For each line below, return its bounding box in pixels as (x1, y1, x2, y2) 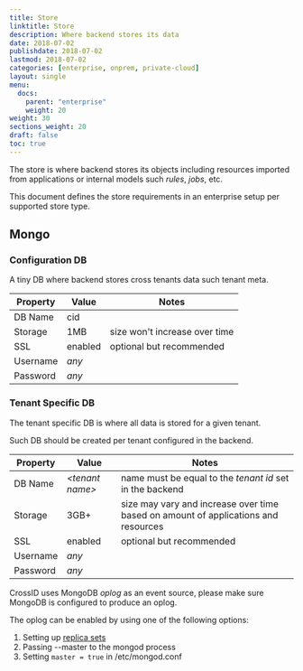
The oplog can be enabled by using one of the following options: (9, 614, 250, 625)
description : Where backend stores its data (9, 30, 179, 39)
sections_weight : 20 (9, 123, 87, 132)
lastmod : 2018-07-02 (9, 55, 87, 64)
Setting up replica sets (22, 631, 106, 642)
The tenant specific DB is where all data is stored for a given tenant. (9, 417, 262, 428)
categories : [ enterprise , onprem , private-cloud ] (9, 64, 200, 73)
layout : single (9, 72, 67, 81)
